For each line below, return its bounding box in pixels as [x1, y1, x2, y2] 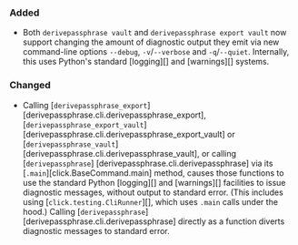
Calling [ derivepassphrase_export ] [22, 99, 151, 110]
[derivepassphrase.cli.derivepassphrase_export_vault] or [22, 128, 235, 139]
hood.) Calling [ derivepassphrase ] [22, 206, 149, 217]
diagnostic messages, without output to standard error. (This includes [22, 187, 283, 198]
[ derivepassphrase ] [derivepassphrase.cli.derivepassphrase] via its [22, 158, 273, 168]
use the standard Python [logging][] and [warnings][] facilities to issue [22, 177, 286, 188]
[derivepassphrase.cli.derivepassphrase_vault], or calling [22, 148, 237, 158]
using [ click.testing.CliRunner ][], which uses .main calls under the [22, 196, 279, 207]
